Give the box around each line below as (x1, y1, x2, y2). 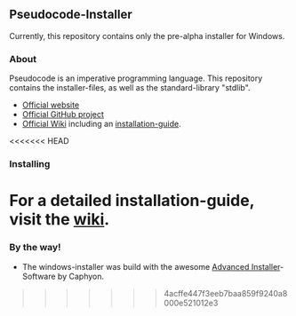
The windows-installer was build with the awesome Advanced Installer (21, 261, 281, 272)
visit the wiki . (9, 209, 110, 230)
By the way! (9, 241, 61, 254)
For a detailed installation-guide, (9, 191, 255, 211)
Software (21, 271, 56, 281)
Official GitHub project (21, 109, 105, 120)
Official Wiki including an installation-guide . (21, 119, 181, 130)
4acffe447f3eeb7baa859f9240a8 (164, 288, 288, 298)
